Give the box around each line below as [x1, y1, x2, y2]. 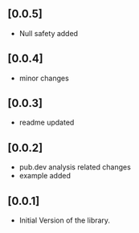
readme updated [18, 117, 75, 128]
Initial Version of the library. [18, 215, 110, 225]
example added [18, 171, 72, 181]
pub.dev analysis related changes [18, 162, 132, 172]
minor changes [18, 73, 69, 83]
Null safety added [18, 28, 78, 38]
